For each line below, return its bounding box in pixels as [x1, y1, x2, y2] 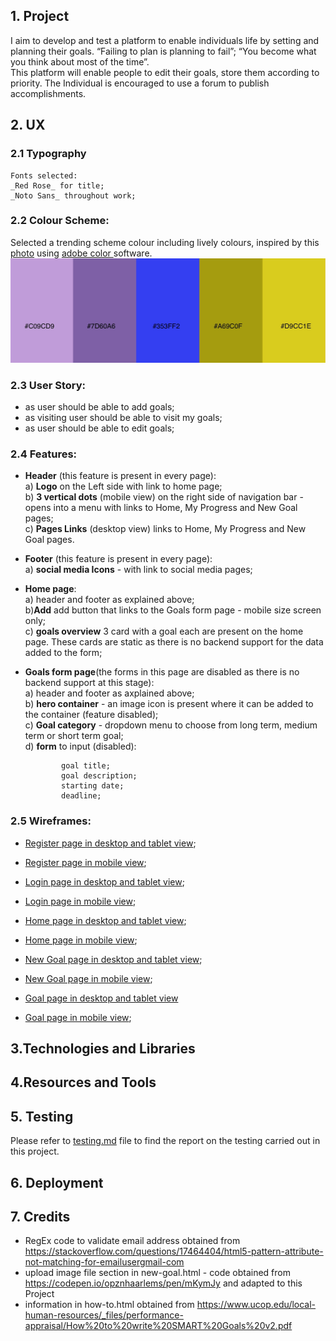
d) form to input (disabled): [24, 740, 137, 753]
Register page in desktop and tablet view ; [24, 837, 197, 849]
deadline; [61, 791, 102, 801]
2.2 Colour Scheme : [10, 214, 110, 228]
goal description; [61, 771, 138, 781]
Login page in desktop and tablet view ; [24, 875, 185, 888]
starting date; [61, 781, 125, 791]
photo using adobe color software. [10, 247, 153, 259]
